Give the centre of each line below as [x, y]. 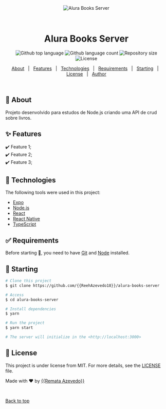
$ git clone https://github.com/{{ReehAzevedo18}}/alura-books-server [82, 285]
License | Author [86, 73]
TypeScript [24, 224]
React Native [26, 219]
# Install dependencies [31, 309]
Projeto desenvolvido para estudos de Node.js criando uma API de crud [81, 112]
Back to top [17, 401]
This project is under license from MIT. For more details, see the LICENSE [83, 365]
